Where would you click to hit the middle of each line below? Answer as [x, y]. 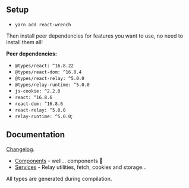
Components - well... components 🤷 [59, 161]
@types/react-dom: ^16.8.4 [48, 72]
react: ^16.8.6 [34, 97]
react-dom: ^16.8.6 [39, 104]
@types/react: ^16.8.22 [44, 66]
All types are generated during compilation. [59, 178]
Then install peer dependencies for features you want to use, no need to [94, 36]
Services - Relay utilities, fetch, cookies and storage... [81, 167]
